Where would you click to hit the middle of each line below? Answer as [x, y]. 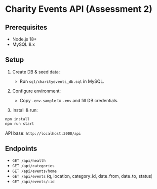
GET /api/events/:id [33, 182]
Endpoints [21, 148]
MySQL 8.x [23, 44]
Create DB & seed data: [36, 72]
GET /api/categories [33, 166]
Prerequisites [26, 27]
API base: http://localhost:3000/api [43, 133]
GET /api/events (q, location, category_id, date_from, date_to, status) [82, 176]
